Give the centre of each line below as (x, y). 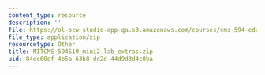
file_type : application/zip (54, 37)
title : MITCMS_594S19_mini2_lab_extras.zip (81, 52)
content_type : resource (47, 15)
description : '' (35, 23)
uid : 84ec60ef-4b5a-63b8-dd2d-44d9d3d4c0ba (81, 59)
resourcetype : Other (42, 45)
